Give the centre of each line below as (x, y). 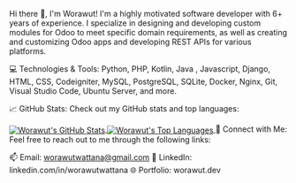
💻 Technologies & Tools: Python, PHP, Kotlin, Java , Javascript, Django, (140, 69)
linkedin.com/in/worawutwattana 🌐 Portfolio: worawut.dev (115, 170)
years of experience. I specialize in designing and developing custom (135, 23)
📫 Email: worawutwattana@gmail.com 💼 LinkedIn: (101, 157)
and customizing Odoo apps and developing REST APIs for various (130, 42)
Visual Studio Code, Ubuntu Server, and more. (93, 91)
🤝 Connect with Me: (251, 129)
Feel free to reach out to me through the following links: (110, 139)
